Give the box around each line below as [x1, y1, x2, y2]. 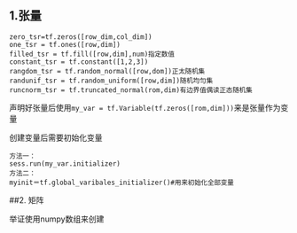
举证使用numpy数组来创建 [9, 214, 105, 224]
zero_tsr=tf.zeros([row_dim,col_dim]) [9, 32, 152, 42]
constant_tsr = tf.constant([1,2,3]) [9, 57, 149, 66]
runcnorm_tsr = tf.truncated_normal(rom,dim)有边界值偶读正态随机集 [9, 85, 253, 95]
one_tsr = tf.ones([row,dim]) [9, 40, 121, 49]
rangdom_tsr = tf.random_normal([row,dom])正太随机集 [9, 66, 206, 75]
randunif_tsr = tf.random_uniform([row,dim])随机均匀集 [9, 76, 214, 85]
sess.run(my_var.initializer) [9, 159, 121, 168]
